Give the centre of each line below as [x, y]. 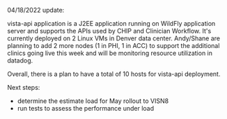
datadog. [20, 61]
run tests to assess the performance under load [86, 108]
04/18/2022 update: [36, 10]
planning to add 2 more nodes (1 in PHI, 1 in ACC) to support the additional [113, 46]
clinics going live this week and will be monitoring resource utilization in [110, 53]
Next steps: [24, 87]
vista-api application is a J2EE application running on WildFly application [111, 23]
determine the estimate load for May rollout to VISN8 [93, 101]
